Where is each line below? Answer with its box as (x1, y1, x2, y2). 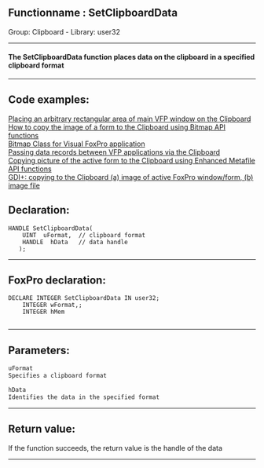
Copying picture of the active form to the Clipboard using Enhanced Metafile (8, 155, 255, 165)
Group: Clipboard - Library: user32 (8, 27, 120, 36)
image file (8, 181, 41, 190)
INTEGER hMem (22, 308, 65, 316)
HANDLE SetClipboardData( (8, 224, 93, 232)
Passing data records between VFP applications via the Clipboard (8, 147, 221, 156)
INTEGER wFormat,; (22, 302, 82, 309)
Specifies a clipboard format (8, 372, 108, 380)
